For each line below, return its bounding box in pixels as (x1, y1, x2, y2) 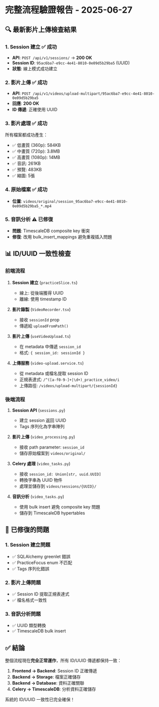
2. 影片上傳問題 (5, 579, 41, 586)
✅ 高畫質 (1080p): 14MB (12, 155, 60, 160)
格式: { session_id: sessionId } (19, 350, 85, 355)
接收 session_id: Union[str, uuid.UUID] (19, 471, 101, 477)
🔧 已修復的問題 (5, 526, 50, 534)
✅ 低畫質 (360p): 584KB (12, 142, 61, 148)
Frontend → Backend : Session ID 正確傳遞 (12, 668, 97, 674)
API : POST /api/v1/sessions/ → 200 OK (12, 55, 92, 60)
